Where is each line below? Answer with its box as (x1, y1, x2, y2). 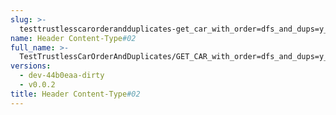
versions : (10, 61, 52, 71)
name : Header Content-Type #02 (10, 33, 137, 43)
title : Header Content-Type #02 (10, 89, 141, 99)
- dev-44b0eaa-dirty (19, 71, 105, 81)
